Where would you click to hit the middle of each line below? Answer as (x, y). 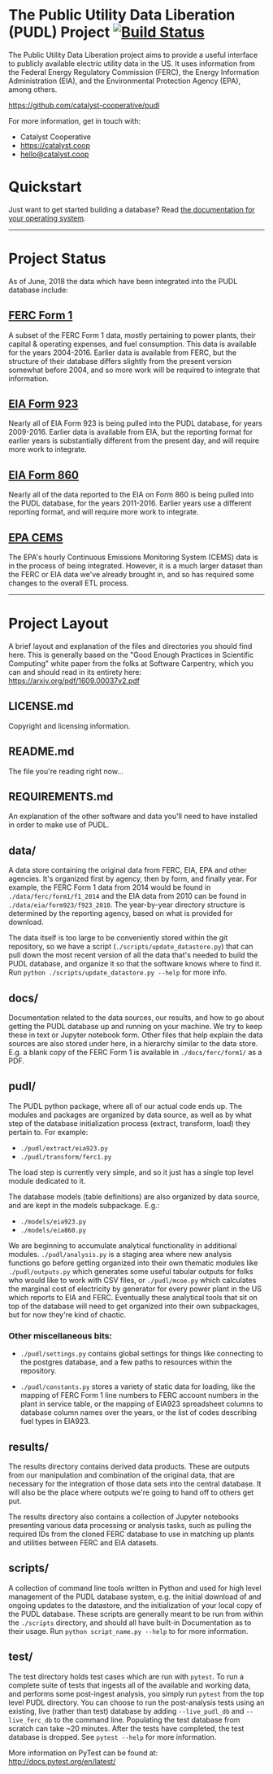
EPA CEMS (36, 538)
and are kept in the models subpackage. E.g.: (84, 1205)
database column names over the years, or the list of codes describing (139, 1413)
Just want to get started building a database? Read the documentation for (132, 209)
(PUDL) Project (59, 32)
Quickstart (45, 187)
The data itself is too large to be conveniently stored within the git (118, 938)
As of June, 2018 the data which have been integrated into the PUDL (123, 281)
